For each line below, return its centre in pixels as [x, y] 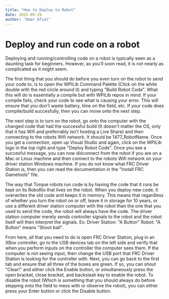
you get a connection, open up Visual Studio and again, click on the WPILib [83, 143]
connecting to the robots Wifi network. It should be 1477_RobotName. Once [83, 137]
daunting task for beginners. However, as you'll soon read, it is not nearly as [85, 64]
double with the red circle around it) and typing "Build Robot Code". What [81, 90]
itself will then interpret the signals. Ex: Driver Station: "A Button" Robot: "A [83, 222]
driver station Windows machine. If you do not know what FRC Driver [77, 164]
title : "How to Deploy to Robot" [40, 10]
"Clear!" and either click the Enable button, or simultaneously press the [79, 270]
